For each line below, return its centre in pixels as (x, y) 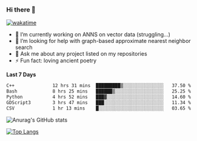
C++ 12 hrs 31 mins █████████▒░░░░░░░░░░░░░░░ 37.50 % (98, 86)
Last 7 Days (21, 74)
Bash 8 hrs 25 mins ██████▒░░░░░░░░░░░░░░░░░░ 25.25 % (98, 91)
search (24, 47)
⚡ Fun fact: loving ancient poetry (56, 61)
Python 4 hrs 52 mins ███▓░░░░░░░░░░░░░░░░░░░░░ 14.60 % (98, 97)
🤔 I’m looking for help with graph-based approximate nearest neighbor (103, 41)
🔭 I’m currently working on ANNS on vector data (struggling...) (93, 34)
